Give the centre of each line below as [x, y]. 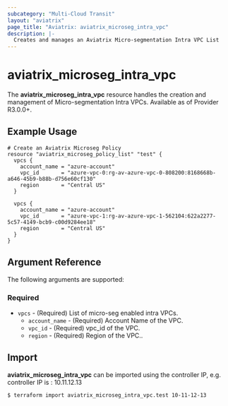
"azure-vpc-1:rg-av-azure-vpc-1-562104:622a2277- [142, 216]
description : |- [31, 34]
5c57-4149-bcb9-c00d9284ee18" [52, 222]
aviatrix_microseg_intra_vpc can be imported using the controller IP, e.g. [114, 374]
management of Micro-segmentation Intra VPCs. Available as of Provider [113, 102]
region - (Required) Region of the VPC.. [85, 335]
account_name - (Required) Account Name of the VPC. [106, 320]
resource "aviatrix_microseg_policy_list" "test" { [85, 154]
